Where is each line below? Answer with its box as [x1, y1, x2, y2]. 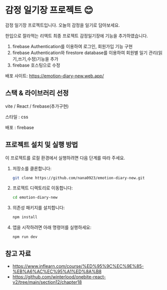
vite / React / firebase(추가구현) [5, 103, 69, 109]
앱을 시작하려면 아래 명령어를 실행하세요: [12, 224, 91, 230]
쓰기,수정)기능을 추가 [17, 56, 58, 62]
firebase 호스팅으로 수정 [12, 62, 60, 68]
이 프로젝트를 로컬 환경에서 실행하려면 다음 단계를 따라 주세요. [5, 155, 125, 161]
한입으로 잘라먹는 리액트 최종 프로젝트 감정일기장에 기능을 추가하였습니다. [5, 33, 148, 39]
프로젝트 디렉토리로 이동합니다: [12, 185, 73, 191]
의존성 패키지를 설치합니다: [12, 205, 65, 211]
